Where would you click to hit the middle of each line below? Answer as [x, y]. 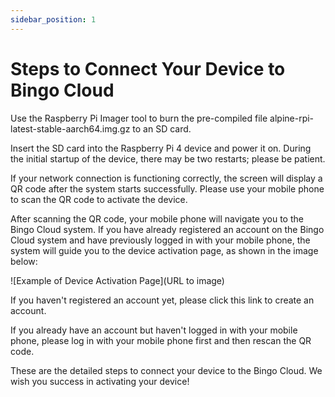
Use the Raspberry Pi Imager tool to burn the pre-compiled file [139, 118]
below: [24, 261]
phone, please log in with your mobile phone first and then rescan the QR [161, 340]
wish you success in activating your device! [100, 381]
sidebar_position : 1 [53, 19]
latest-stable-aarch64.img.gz [70, 128]
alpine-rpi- [292, 118]
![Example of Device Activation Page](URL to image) [117, 280]
